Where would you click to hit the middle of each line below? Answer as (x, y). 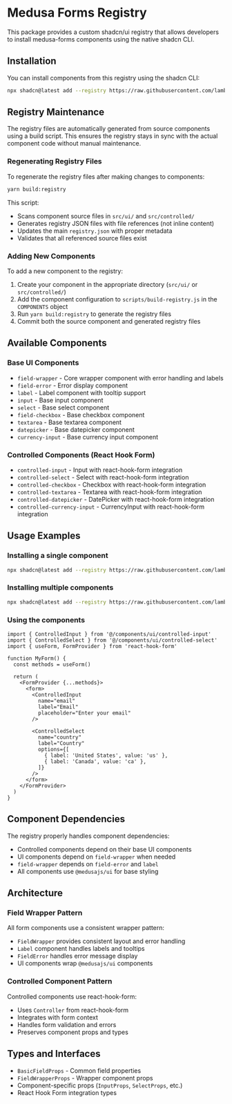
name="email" (57, 701)
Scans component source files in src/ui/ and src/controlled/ (106, 216)
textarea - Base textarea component (69, 422)
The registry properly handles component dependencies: (88, 836)
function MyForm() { (37, 658)
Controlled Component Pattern (60, 981)
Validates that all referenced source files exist (82, 238)
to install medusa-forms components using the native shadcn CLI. (101, 39)
